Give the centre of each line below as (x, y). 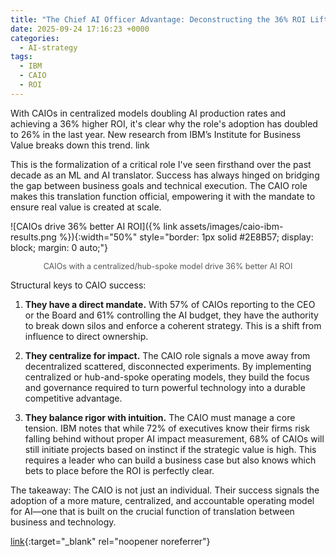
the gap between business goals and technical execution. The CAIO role (159, 185)
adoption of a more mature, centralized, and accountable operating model (162, 500)
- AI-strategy (48, 47)
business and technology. (63, 522)
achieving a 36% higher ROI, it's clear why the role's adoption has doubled (164, 123)
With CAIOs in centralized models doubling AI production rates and (148, 113)
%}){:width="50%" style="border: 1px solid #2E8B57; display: (186, 237)
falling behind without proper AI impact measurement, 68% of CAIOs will (174, 438)
